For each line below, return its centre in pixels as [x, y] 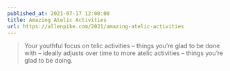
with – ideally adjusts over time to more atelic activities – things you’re [124, 53]
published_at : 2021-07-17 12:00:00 [59, 13]
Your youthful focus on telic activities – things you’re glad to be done [122, 46]
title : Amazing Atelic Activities [57, 20]
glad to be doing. [48, 61]
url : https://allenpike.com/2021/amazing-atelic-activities [96, 26]
